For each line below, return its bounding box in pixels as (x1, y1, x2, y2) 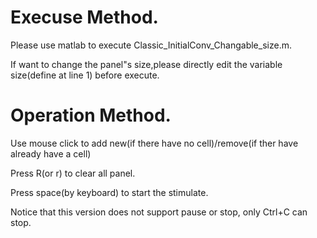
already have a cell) (10, 147, 92, 160)
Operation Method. (10, 104, 172, 127)
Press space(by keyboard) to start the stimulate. (10, 186, 209, 198)
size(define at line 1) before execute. (10, 69, 160, 81)
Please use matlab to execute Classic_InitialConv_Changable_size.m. (10, 39, 292, 51)
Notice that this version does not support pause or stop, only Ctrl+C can (10, 206, 308, 218)
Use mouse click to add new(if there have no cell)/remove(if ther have (10, 137, 299, 149)
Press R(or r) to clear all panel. (10, 167, 136, 179)
